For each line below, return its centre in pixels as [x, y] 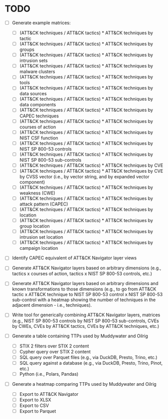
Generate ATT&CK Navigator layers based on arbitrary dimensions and [85, 284]
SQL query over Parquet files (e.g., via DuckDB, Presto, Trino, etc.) [89, 357]
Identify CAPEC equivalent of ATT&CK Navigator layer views [74, 258]
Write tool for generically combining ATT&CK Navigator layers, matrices [86, 315]
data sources [33, 94]
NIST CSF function [39, 138]
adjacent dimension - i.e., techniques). [52, 305]
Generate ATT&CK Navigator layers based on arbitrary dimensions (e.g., [87, 268]
